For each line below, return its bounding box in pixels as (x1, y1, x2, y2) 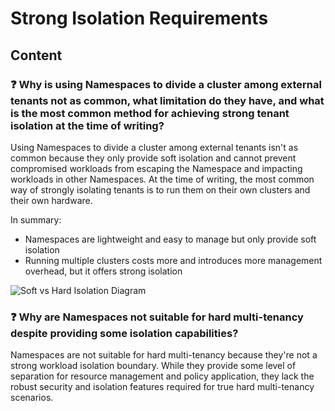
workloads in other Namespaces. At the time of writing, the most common (10, 173, 315, 185)
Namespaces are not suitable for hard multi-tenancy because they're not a (10, 349, 318, 361)
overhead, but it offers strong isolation (24, 265, 183, 277)
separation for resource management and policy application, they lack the (10, 370, 315, 382)
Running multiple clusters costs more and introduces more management (24, 254, 323, 266)
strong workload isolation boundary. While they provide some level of (10, 360, 297, 372)
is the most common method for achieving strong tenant (10, 106, 290, 120)
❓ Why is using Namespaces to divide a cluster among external (10, 77, 322, 91)
